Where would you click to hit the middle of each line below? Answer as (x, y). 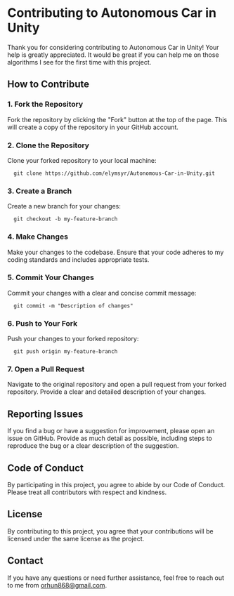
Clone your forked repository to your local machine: (82, 160)
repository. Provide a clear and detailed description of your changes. (107, 392)
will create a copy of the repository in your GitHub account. (93, 127)
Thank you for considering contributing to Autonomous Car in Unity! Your (113, 47)
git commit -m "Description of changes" (73, 306)
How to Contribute (48, 85)
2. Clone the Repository (48, 145)
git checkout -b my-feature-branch (66, 219)
